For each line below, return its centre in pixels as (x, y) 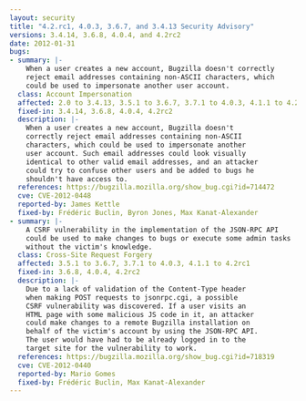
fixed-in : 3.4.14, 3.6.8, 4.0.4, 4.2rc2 (95, 111)
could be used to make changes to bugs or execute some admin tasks (158, 238)
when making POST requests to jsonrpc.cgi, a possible (132, 297)
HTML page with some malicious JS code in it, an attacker (140, 314)
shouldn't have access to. (77, 179)
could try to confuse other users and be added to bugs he (140, 170)
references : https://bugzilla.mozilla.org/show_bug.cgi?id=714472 (146, 188)
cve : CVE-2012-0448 (55, 196)
